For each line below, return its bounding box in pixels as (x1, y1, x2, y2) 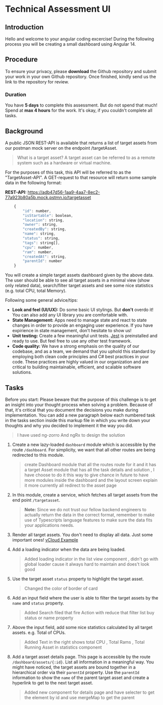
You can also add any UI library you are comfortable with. (12, 312, 128, 318)
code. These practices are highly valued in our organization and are (12, 359, 149, 365)
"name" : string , (23, 232, 56, 236)
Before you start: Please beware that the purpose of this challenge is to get (5, 396, 157, 402)
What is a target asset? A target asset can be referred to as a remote (17, 155, 156, 160)
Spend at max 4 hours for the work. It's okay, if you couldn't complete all (5, 107, 153, 113)
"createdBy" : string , (23, 227, 67, 232)
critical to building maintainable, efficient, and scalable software (12, 364, 141, 370)
